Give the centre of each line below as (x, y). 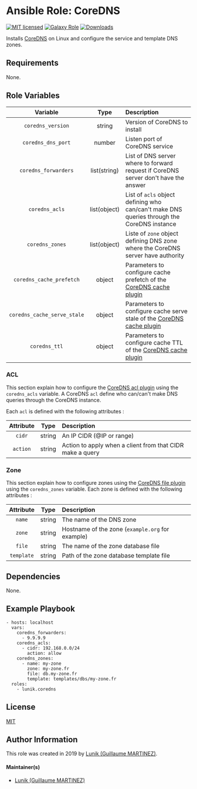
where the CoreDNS (153, 248)
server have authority (155, 255)
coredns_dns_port (47, 142)
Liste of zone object (152, 233)
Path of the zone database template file (116, 556)
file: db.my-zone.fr (52, 674)
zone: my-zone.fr (48, 669)
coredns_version (46, 125)
